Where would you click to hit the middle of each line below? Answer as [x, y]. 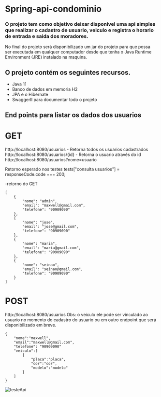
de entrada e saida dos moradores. [47, 36]
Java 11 [19, 84]
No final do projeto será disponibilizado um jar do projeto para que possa [78, 47]
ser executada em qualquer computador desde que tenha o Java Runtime [78, 52]
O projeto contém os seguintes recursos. [68, 72]
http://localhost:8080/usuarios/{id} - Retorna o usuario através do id [73, 155]
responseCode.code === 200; [35, 174]
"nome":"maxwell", [32, 338]
